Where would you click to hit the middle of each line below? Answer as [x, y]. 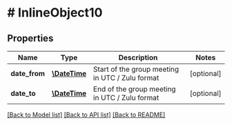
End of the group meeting [134, 89]
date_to [23, 93]
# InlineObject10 [55, 13]
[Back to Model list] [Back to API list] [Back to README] [86, 115]
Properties [30, 38]
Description [138, 58]
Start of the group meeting [136, 69]
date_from [28, 74]
